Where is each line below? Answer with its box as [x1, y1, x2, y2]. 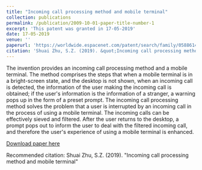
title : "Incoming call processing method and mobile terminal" [6, 8, 168, 15]
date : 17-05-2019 [6, 31, 50, 37]
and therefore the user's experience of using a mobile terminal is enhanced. [6, 128, 194, 135]
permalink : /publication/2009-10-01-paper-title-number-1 [6, 20, 155, 26]
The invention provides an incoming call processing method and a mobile [6, 64, 188, 71]
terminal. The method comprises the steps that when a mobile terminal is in [6, 70, 193, 78]
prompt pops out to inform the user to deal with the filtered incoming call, [6, 121, 188, 129]
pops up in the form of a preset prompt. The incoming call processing [6, 96, 179, 103]
